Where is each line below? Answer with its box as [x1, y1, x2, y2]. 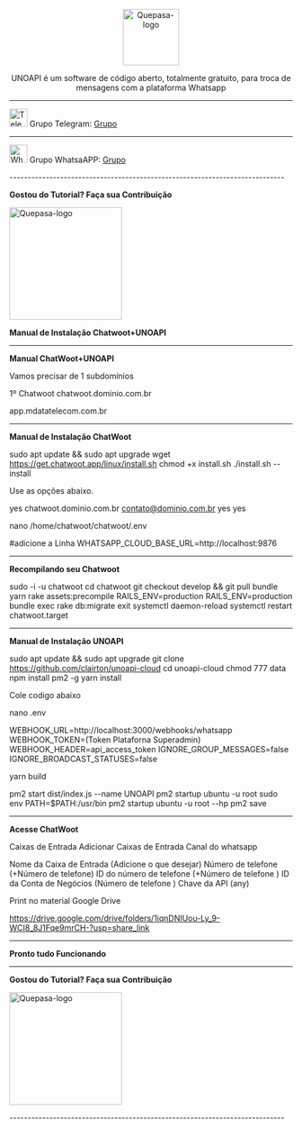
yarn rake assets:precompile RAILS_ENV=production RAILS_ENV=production [9, 591, 293, 601]
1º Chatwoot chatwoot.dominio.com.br [9, 388, 152, 398]
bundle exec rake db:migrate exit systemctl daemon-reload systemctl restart [9, 600, 293, 611]
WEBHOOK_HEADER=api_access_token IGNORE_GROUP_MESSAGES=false [9, 744, 289, 754]
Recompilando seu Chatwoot [9, 564, 120, 574]
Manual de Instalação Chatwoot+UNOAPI [9, 327, 166, 338]
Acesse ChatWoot [9, 824, 79, 834]
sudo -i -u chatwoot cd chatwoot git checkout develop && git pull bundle [9, 581, 279, 592]
